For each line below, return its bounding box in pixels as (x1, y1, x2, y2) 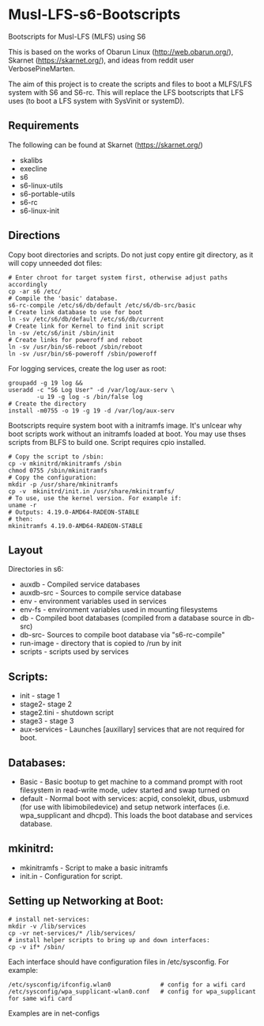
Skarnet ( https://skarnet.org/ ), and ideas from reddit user (8, 55, 194, 65)
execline (19, 164, 47, 173)
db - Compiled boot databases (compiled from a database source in (19, 614, 241, 623)
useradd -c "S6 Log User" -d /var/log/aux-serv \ (8, 386, 175, 393)
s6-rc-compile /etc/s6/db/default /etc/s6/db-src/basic (8, 301, 196, 310)
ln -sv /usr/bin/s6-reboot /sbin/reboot (8, 343, 144, 351)
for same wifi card (8, 994, 73, 1002)
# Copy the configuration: (8, 473, 97, 481)
